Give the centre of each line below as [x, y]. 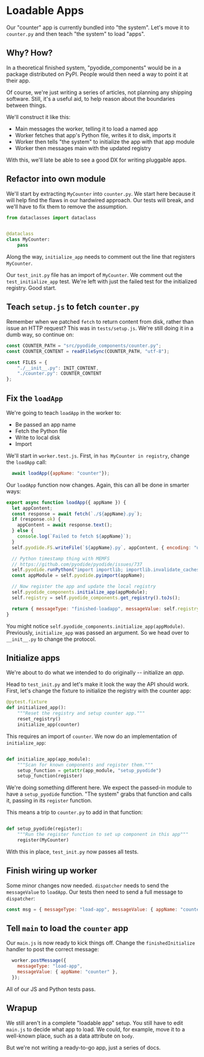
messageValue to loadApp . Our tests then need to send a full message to [95, 892]
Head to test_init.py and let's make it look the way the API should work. [98, 685]
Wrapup [22, 1008]
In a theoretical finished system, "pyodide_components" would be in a [94, 67]
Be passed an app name [45, 424]
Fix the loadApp [35, 398]
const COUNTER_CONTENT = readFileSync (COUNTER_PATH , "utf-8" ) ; [88, 351]
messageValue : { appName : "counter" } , [68, 972]
